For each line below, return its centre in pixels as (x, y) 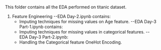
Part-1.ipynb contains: (41, 27)
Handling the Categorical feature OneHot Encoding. (71, 42)
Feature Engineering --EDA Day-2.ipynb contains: (61, 16)
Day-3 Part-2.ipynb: (49, 37)
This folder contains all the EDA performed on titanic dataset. (66, 7)
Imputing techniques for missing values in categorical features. (82, 32)
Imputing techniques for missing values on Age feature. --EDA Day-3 (88, 22)
